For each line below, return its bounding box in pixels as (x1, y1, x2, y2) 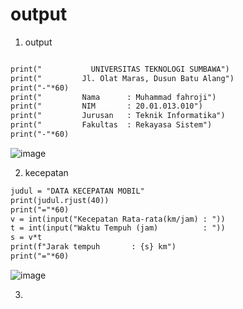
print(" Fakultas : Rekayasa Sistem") (10, 120, 213, 130)
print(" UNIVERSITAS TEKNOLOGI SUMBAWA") (10, 64, 230, 74)
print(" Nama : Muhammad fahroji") (10, 92, 217, 102)
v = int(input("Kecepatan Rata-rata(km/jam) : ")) (10, 214, 226, 224)
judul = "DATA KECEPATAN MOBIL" (10, 186, 145, 196)
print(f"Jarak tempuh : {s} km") (10, 242, 177, 252)
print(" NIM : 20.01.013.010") (10, 101, 203, 112)
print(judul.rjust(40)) (10, 195, 110, 205)
